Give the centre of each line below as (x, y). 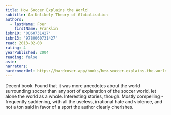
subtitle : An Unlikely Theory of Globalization (57, 15)
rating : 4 (16, 48)
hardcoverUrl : (20, 71)
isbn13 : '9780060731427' (32, 39)
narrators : (17, 66)
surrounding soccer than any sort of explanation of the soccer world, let (81, 91)
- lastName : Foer (28, 24)
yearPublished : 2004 (27, 52)
